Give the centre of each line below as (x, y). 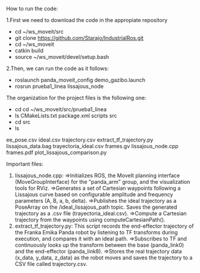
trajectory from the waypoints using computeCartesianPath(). (90, 220)
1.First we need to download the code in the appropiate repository (87, 20)
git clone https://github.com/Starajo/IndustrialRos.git (79, 38)
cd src (23, 122)
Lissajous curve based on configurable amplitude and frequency (94, 194)
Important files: (25, 164)
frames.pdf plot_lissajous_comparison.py (57, 152)
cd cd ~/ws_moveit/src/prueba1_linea (61, 109)
